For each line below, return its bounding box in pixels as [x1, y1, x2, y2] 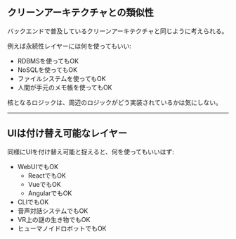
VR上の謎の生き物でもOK [17, 215, 91, 223]
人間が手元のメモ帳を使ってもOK [17, 83, 112, 92]
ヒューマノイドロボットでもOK [17, 224, 107, 233]
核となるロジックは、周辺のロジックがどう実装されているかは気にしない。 [7, 98, 223, 106]
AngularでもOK [27, 189, 72, 197]
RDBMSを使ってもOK [17, 56, 79, 65]
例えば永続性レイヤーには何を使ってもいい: [7, 42, 131, 50]
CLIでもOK [17, 197, 49, 206]
